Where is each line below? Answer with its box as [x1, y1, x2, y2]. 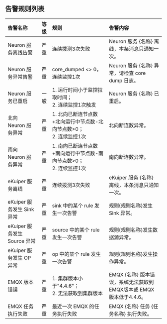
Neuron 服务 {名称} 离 [109, 38, 160, 45]
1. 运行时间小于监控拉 [52, 86, 103, 93]
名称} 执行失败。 [114, 310, 153, 317]
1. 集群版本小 [52, 275, 83, 282]
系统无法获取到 [119, 278, 154, 285]
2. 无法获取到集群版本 [52, 290, 103, 297]
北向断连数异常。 [109, 121, 149, 128]
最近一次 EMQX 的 [52, 303, 94, 310]
